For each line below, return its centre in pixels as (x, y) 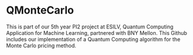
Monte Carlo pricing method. (41, 46)
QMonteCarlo (40, 10)
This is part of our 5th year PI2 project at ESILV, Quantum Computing (90, 27)
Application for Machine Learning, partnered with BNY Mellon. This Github (97, 33)
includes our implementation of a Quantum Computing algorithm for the (93, 39)
